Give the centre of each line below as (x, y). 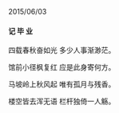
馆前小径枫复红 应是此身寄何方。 (62, 67)
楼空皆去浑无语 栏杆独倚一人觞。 (62, 101)
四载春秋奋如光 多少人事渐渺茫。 (62, 50)
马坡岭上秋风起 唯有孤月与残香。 (62, 84)
